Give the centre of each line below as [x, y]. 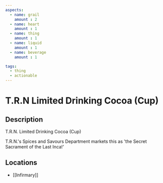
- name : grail [25, 15]
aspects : [14, 10]
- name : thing [25, 33]
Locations [21, 163]
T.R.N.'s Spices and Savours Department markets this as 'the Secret [76, 141]
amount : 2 [26, 19]
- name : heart [25, 24]
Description [24, 119]
